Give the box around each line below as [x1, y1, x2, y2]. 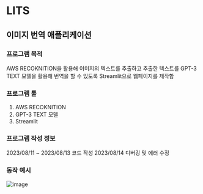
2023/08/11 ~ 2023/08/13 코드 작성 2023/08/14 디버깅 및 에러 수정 [6, 149, 170, 157]
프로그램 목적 [6, 50, 43, 58]
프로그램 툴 [6, 89, 37, 98]
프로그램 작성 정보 [6, 134, 56, 143]
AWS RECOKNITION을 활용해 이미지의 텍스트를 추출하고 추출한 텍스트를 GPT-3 [6, 64, 197, 72]
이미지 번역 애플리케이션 [6, 29, 92, 40]
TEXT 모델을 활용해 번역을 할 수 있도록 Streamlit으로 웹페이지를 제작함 [6, 72, 174, 80]
